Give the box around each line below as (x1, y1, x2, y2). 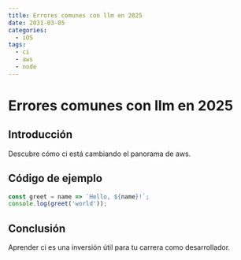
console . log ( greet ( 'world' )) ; (8, 200, 108, 208)
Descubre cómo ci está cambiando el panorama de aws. (8, 149, 191, 158)
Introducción (8, 128, 73, 142)
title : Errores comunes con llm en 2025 (8, 11, 143, 20)
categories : (8, 26, 47, 34)
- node (15, 63, 37, 71)
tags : (8, 41, 26, 49)
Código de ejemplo (8, 172, 102, 185)
